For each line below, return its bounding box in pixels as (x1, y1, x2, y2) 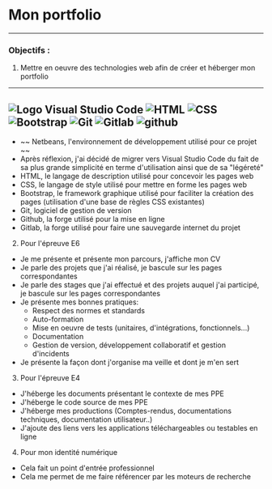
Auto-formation (32, 314, 84, 325)
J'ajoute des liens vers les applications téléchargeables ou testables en (19, 423, 258, 433)
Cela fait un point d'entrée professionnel (19, 463, 155, 473)
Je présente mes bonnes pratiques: (19, 297, 139, 307)
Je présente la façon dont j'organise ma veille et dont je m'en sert (19, 358, 240, 368)
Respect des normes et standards (32, 306, 146, 316)
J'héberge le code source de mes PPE (19, 398, 148, 407)
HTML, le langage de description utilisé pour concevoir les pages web (19, 172, 254, 181)
